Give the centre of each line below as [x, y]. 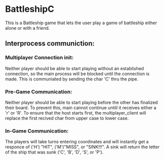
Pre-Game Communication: [39, 91]
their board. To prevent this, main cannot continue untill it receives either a [81, 108]
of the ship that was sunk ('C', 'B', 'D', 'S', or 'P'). [54, 152]
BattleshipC [30, 9]
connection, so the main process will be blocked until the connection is [77, 74]
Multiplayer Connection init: [40, 58]
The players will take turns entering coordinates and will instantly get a [77, 142]
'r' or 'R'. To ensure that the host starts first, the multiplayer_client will [76, 113]
